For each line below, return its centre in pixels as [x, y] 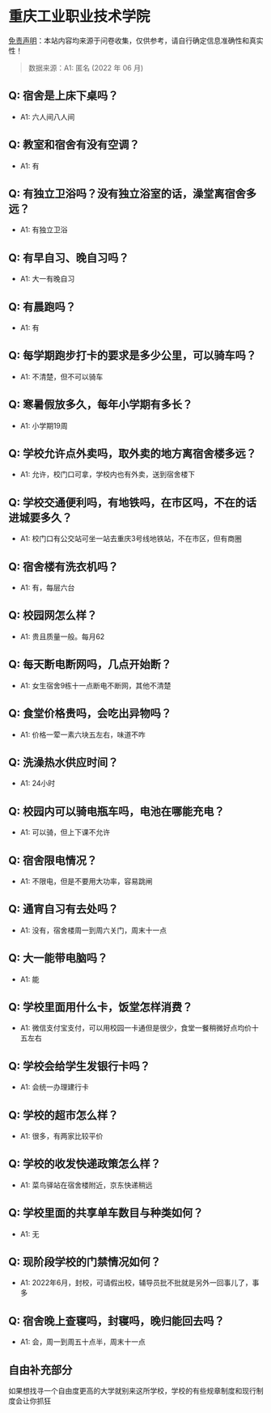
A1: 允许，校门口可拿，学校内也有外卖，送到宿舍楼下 [108, 475]
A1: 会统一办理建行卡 [54, 1087]
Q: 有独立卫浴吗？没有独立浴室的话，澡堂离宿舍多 [133, 194]
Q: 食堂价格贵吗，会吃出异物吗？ [90, 714]
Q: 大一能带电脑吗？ [58, 958]
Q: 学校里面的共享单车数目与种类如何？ [106, 1213]
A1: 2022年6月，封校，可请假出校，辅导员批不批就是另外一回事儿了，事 [140, 1283]
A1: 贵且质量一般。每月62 [62, 637]
